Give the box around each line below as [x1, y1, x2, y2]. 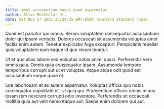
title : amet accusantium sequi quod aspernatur [5, 7, 108, 13]
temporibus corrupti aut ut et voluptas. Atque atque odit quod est [5, 67, 141, 73]
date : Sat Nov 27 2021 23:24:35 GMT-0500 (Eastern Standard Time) [5, 17, 148, 22]
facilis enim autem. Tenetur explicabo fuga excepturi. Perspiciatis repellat [5, 41, 158, 47]
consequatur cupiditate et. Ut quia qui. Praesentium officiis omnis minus [5, 88, 155, 94]
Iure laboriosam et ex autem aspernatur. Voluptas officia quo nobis [5, 82, 144, 88]
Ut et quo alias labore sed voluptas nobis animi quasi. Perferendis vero [5, 57, 153, 63]
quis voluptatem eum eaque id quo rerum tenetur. [5, 46, 109, 53]
